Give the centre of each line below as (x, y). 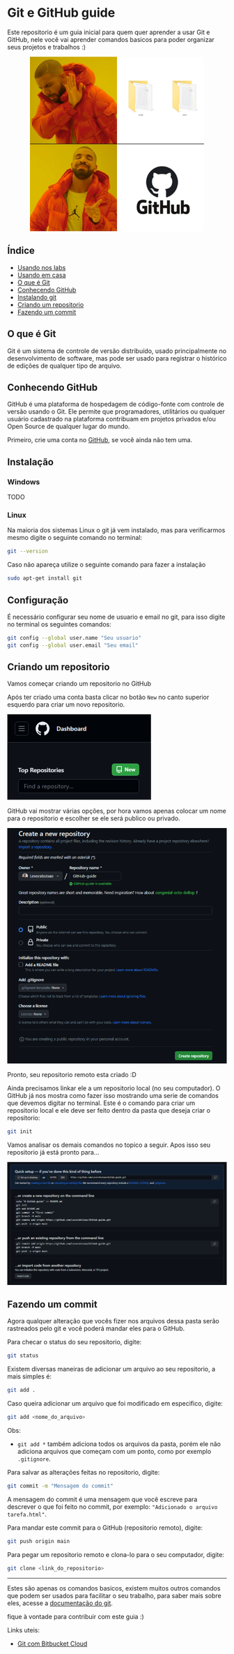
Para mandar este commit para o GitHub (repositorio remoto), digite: (105, 1527)
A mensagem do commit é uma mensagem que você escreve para (102, 1499)
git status (23, 1356)
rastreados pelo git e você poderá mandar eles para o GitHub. (96, 1329)
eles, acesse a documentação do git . (60, 1603)
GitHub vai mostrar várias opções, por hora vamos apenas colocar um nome (117, 811)
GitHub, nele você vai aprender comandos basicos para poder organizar (111, 39)
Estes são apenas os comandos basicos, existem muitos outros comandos (114, 1588)
